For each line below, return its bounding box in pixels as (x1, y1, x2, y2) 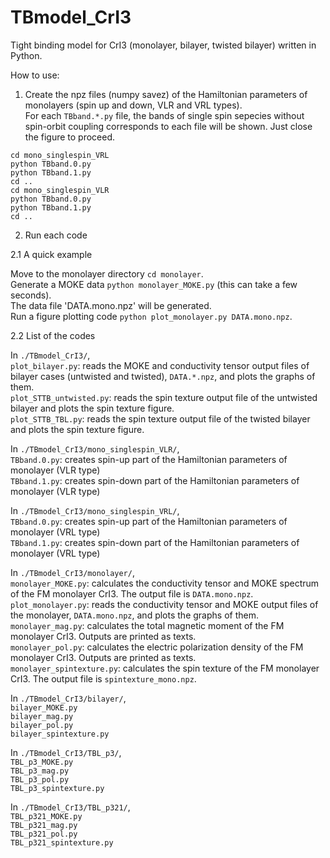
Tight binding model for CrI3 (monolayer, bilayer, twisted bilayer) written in (10, 39, 317, 51)
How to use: (10, 69, 60, 81)
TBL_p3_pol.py (10, 774, 70, 785)
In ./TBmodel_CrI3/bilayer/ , (10, 692, 127, 704)
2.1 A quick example (10, 248, 93, 260)
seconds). (10, 289, 52, 301)
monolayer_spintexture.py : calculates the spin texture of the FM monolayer (10, 662, 320, 674)
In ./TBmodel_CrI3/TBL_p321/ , (10, 801, 131, 813)
